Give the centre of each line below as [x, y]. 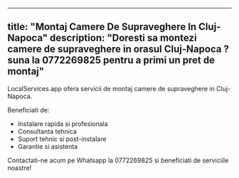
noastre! [20, 167]
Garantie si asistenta [48, 146]
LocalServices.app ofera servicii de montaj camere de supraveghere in [111, 88]
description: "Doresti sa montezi [123, 38]
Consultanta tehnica [47, 131]
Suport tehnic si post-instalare [62, 139]
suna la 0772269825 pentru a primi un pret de [111, 60]
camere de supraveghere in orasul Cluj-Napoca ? [118, 49]
